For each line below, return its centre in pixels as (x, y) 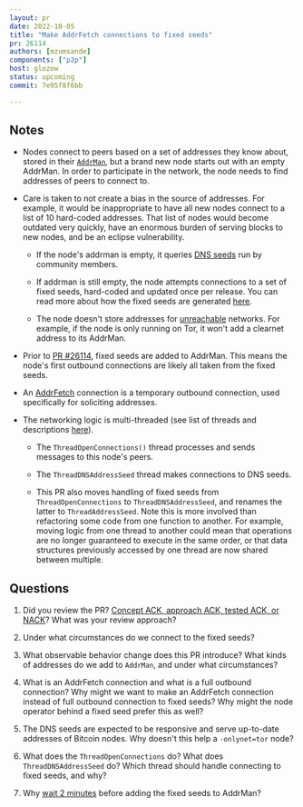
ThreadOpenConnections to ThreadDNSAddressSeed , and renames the (159, 502)
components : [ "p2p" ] (49, 60)
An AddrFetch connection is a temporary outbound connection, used (151, 393)
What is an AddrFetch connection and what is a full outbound (137, 682)
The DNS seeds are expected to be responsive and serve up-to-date (151, 729)
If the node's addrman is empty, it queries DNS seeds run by (149, 254)
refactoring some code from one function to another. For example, (160, 521)
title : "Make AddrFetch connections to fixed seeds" (111, 35)
